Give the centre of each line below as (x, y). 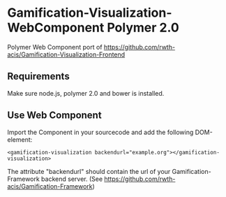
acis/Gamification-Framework (50, 186)
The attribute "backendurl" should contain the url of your (89, 171)
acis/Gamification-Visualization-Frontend (66, 54)
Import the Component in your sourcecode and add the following (100, 132)
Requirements (38, 76)
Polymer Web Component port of (55, 47)
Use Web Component (55, 116)
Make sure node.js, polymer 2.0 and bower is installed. (86, 93)
